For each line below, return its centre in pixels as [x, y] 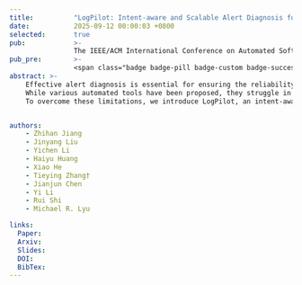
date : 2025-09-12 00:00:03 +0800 [92, 26]
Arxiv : [30, 242]
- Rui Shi [44, 200]
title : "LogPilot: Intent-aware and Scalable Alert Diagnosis [146, 18]
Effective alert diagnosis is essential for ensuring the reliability [160, 85]
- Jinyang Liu [52, 142]
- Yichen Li [48, 151]
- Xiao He [44, 167]
